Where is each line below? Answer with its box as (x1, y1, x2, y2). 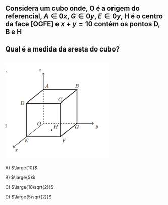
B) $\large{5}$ (5, 174, 35, 180)
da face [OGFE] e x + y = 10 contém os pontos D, (5, 20, 160, 28)
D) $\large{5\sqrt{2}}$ (5, 194, 52, 200)
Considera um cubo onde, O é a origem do (5, 4, 140, 13)
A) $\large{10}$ (5, 164, 38, 171)
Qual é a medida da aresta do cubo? (5, 45, 120, 54)
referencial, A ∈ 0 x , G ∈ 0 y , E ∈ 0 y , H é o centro (5, 12, 163, 21)
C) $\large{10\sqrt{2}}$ (5, 184, 54, 190)
